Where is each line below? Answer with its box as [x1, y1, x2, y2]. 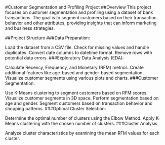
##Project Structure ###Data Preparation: [5, 35, 90, 41]
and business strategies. [5, 25, 55, 31]
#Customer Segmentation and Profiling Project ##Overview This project [5, 4, 152, 10]
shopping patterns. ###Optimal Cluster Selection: [5, 106, 106, 111]
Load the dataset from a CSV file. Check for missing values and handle [5, 45, 149, 50]
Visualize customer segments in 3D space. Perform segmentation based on [5, 95, 159, 101]
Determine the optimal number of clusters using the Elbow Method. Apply [5, 115, 155, 121]
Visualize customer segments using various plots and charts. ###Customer [5, 75, 159, 81]
